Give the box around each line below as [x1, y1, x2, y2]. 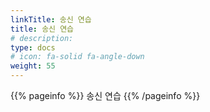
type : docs [10, 42, 56, 53]
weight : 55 [10, 61, 56, 71]
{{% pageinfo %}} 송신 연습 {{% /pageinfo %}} [10, 90, 201, 101]
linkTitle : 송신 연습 [10, 14, 92, 25]
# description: [10, 33, 74, 43]
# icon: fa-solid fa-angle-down [10, 52, 145, 62]
